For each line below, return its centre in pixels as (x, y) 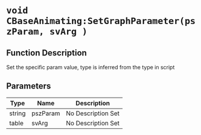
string (18, 113)
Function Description (47, 53)
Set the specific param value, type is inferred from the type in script (91, 67)
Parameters (29, 86)
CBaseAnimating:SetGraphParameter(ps (101, 21)
